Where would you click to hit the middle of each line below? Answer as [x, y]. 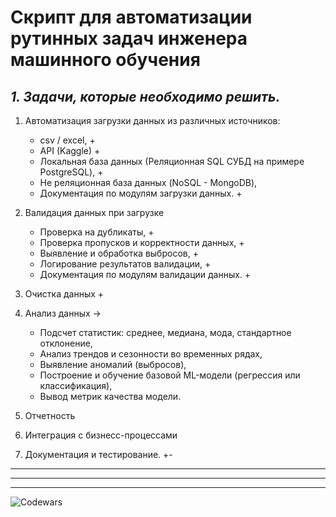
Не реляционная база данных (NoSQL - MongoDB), [148, 182]
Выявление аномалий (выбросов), [113, 364]
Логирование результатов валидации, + [125, 264]
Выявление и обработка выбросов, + [119, 253]
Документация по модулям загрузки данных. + [141, 193]
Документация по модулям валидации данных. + [145, 274]
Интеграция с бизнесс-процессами [101, 435]
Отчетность [50, 415]
